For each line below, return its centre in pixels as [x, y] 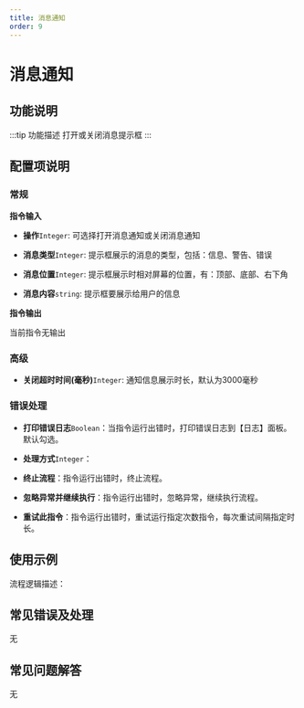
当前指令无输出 [37, 333]
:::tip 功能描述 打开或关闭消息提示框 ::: [81, 134]
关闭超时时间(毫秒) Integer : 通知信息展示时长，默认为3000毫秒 [140, 380]
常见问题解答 [46, 670]
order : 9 [26, 26]
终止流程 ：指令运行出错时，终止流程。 [94, 478]
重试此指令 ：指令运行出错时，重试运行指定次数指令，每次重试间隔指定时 [158, 516]
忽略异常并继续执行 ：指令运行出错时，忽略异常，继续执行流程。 [142, 497]
